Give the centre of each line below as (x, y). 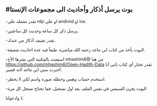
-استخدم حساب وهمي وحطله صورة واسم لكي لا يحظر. (56, 79)
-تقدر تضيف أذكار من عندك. (31, 40)
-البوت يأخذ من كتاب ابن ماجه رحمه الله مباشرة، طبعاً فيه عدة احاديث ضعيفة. (76, 49)
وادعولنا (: (15, 98)
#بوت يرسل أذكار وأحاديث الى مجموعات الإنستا (69, 10)
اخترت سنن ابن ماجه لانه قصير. (34, 69)
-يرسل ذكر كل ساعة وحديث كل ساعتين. (42, 31)
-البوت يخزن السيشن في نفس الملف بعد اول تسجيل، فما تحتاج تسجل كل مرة (76, 88)
